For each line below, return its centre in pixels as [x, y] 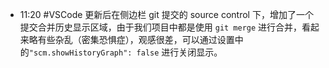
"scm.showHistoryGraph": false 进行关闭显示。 [125, 52]
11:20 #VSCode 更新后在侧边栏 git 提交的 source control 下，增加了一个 [166, 14]
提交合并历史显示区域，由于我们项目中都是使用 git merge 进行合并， [161, 27]
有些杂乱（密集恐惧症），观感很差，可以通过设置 [136, 39]
